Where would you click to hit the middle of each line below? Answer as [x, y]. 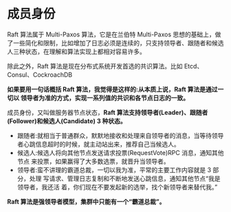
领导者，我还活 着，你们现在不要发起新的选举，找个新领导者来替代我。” [117, 187]
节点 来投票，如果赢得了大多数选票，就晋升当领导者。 [93, 161]
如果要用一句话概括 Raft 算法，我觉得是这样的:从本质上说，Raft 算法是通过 [112, 89]
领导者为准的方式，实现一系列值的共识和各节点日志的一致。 [105, 97]
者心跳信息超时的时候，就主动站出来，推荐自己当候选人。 [98, 144]
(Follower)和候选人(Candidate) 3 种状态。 [67, 121]
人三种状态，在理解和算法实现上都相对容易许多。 [76, 51]
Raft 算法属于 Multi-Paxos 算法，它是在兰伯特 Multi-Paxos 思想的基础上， [111, 34]
